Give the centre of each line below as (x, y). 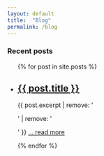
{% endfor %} (37, 146)
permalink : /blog (32, 27)
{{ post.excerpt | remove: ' (55, 105)
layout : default (31, 14)
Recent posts (30, 51)
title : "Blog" (29, 20)
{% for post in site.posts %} (57, 66)
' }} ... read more (41, 132)
